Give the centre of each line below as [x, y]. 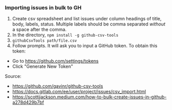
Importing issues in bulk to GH [43, 8]
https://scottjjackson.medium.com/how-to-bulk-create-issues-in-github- [89, 97]
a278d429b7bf [28, 102]
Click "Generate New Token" [43, 66]
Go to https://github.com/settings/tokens [55, 61]
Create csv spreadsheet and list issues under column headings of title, [87, 19]
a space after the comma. [39, 30]
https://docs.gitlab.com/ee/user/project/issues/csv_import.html [79, 92]
